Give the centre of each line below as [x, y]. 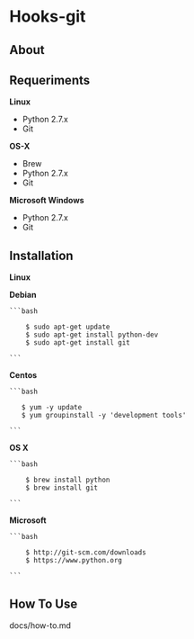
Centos [23, 375]
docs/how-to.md [40, 625]
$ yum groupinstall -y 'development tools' [104, 416]
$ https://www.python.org [74, 561]
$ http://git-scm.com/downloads [86, 553]
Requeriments [50, 80]
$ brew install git [62, 488]
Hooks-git [48, 17]
